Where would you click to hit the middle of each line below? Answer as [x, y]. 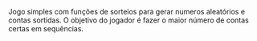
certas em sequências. [46, 29]
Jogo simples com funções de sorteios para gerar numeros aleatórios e [127, 12]
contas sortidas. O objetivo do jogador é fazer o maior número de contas [128, 20]
